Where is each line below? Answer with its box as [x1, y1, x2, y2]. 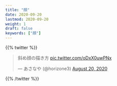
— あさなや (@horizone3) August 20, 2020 [17, 66, 108, 71]
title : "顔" [5, 7, 30, 13]
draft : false [5, 26, 33, 31]
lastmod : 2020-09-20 [5, 17, 49, 22]
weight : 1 [5, 21, 26, 27]
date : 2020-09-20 [5, 12, 42, 17]
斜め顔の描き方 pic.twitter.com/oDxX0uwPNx [17, 55, 112, 61]
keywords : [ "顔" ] [5, 31, 42, 36]
